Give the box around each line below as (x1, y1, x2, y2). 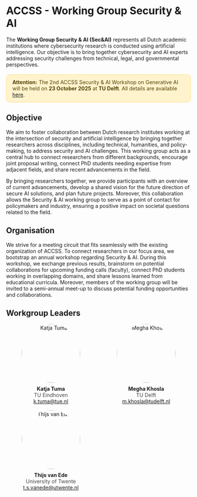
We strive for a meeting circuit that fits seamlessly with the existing (6, 241, 168, 248)
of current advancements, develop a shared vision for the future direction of (6, 183, 190, 190)
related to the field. (6, 209, 52, 216)
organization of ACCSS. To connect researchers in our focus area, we (6, 247, 175, 254)
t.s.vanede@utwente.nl (23, 484, 79, 491)
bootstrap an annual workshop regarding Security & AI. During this (6, 254, 167, 261)
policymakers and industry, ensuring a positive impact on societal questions (6, 202, 189, 209)
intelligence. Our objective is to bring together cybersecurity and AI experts (6, 48, 188, 55)
